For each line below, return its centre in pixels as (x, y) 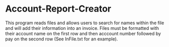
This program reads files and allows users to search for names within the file (85, 23)
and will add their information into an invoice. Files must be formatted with (82, 28)
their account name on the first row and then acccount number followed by (83, 33)
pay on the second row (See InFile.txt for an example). (62, 39)
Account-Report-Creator (58, 9)
